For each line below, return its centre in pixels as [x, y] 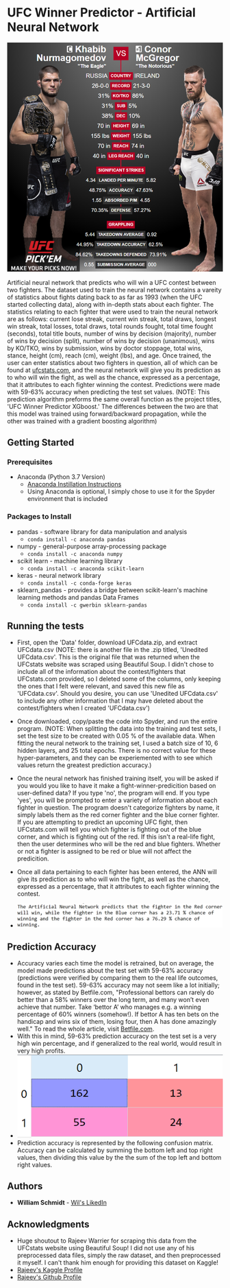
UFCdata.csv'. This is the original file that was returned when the [108, 657]
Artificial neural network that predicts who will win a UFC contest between [112, 282]
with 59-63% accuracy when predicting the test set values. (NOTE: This [108, 392]
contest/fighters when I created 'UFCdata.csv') [84, 708]
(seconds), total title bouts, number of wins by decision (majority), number [112, 333]
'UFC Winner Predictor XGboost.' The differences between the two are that [113, 406]
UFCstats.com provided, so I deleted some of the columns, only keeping [119, 679]
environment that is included [67, 499]
